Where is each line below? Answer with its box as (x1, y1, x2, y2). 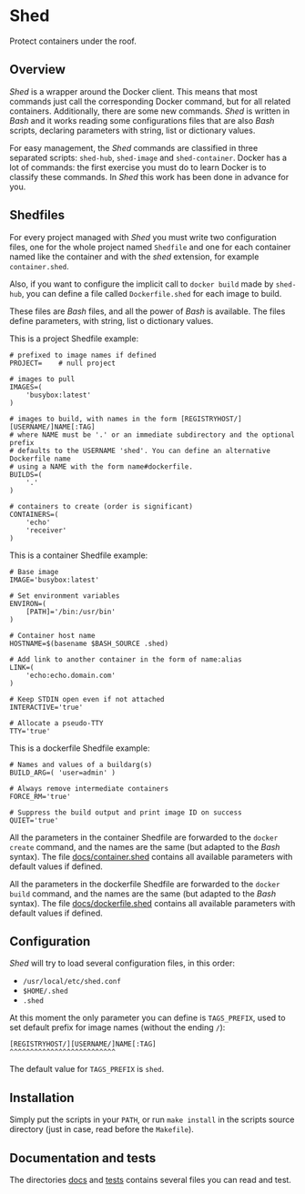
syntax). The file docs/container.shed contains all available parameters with (9, 851, 293, 862)
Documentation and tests (9, 1150, 157, 1166)
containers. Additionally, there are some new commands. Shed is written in (9, 106, 290, 116)
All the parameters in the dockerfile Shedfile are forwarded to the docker (9, 878, 280, 889)
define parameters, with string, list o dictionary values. (9, 315, 214, 326)
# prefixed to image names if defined (9, 350, 157, 359)
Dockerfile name (9, 454, 71, 463)
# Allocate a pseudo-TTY (9, 718, 104, 728)
